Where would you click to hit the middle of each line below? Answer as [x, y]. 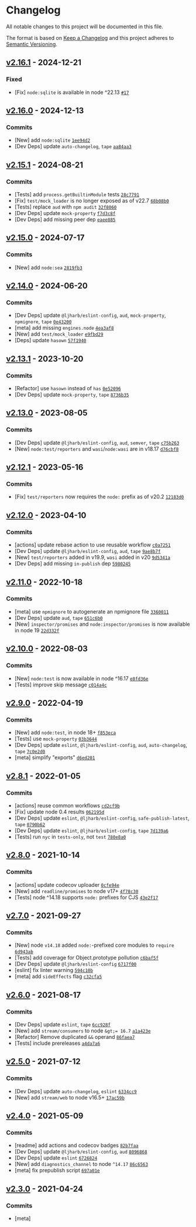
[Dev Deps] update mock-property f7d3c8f [65, 213]
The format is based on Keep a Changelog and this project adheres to [90, 38]
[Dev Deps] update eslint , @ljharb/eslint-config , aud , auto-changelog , [101, 745]
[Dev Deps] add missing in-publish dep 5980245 [73, 564]
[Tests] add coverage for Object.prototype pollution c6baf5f [87, 958]
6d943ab [24, 952]
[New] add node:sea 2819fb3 [49, 267]
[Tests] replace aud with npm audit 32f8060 [66, 207]
